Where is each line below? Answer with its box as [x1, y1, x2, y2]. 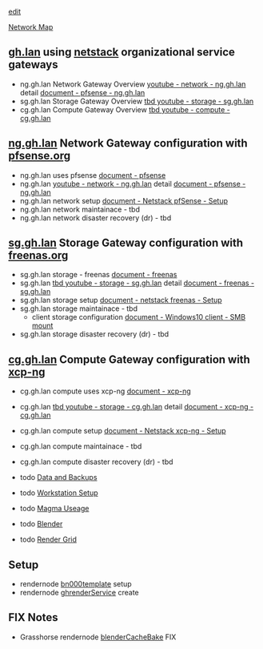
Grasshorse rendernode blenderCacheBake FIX [19, 632, 177, 642]
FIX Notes [8, 611, 58, 624]
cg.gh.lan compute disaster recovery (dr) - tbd [19, 457, 173, 467]
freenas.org [8, 248, 69, 263]
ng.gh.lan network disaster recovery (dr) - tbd [19, 212, 172, 223]
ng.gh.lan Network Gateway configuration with [8, 136, 248, 151]
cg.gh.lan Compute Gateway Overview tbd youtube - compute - [19, 104, 230, 115]
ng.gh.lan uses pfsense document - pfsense [19, 170, 166, 179]
